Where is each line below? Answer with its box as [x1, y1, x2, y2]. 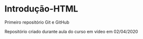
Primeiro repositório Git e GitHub [4, 19, 70, 25]
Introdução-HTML [4, 3, 78, 14]
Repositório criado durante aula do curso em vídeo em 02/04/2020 [4, 28, 138, 34]
